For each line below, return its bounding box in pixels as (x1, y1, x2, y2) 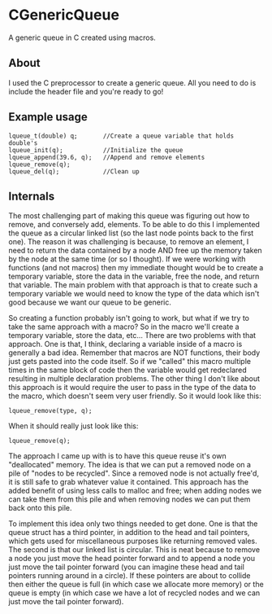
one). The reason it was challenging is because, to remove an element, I (8, 237, 249, 247)
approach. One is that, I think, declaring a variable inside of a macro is (8, 340, 243, 349)
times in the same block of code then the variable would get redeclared (8, 365, 248, 375)
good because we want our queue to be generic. (8, 297, 172, 307)
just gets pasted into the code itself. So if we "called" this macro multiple (8, 357, 252, 366)
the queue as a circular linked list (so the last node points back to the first (8, 228, 254, 238)
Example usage (8, 110, 88, 124)
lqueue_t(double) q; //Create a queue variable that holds (8, 132, 234, 140)
